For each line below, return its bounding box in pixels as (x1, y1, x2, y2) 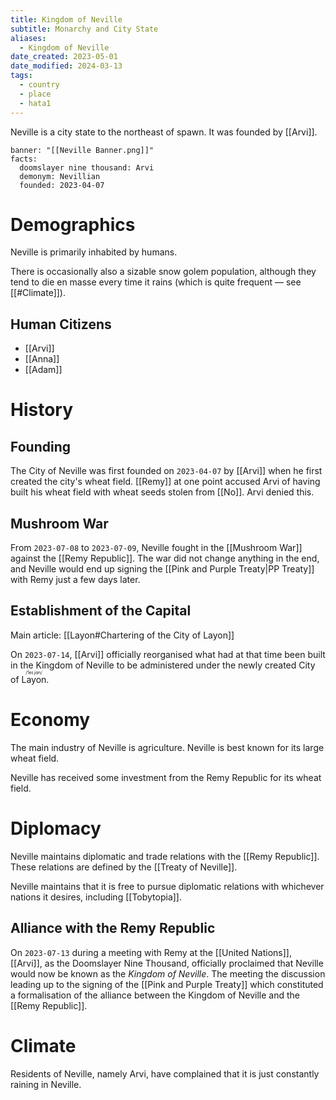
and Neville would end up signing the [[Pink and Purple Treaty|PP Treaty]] (10, 563, 315, 575)
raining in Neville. (10, 1078, 82, 1090)
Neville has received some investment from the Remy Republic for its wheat (10, 771, 322, 783)
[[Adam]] (24, 364, 63, 376)
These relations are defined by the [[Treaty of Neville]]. (10, 861, 238, 873)
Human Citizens (10, 316, 112, 333)
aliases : (10, 33, 47, 43)
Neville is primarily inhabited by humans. (10, 246, 178, 258)
